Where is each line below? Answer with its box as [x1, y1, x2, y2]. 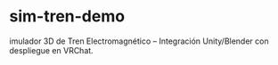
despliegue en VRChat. [9, 45, 94, 55]
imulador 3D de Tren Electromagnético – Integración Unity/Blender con [9, 36, 269, 46]
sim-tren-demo [9, 6, 126, 27]
